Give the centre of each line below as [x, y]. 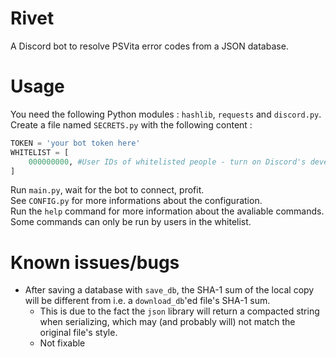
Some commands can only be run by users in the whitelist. [131, 222]
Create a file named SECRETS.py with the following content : [131, 124]
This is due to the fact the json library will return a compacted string [179, 311]
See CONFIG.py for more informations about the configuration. [136, 201]
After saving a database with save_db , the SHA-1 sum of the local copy [169, 290]
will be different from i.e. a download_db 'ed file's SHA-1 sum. [147, 301]
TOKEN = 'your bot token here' [75, 143]
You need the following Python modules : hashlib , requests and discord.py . [166, 114]
